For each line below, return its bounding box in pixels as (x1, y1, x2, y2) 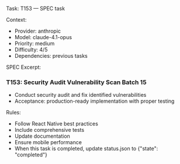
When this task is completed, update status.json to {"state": (14, 145, 158, 152)
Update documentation (14, 132, 70, 139)
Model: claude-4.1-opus (14, 34, 72, 40)
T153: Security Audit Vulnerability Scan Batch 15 (6, 78, 147, 86)
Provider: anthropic (14, 27, 61, 34)
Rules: (6, 109, 22, 116)
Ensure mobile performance (14, 139, 82, 146)
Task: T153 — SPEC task (6, 5, 65, 12)
